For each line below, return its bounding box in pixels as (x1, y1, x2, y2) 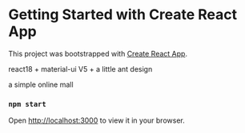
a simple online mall (8, 80, 74, 89)
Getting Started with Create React (8, 6, 238, 24)
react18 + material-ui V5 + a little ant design (8, 64, 153, 73)
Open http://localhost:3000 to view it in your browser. (8, 115, 186, 125)
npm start (8, 100, 46, 108)
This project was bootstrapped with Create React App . (8, 49, 188, 58)
